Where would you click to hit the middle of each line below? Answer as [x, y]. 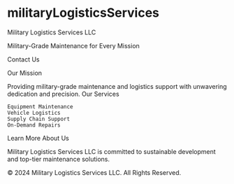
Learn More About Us [38, 138]
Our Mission [25, 73]
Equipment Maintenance [40, 106]
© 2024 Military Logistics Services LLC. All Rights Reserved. [94, 172]
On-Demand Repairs [34, 125]
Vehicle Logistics [34, 113]
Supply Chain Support [39, 119]
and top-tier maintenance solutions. [59, 159]
